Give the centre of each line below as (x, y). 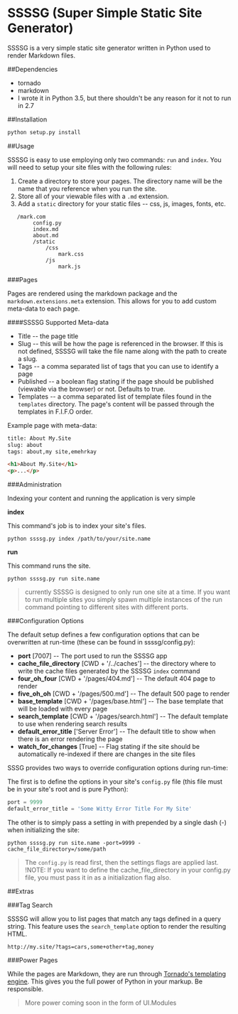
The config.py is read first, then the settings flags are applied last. (121, 862)
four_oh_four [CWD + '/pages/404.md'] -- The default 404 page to (116, 679)
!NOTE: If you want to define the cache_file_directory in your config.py (128, 870)
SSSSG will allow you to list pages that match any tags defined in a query (114, 919)
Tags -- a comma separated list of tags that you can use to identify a (118, 366)
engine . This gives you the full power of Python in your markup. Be (105, 981)
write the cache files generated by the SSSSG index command (109, 671)
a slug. (27, 358)
